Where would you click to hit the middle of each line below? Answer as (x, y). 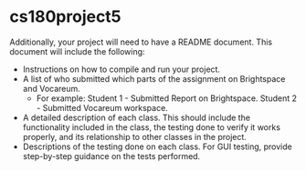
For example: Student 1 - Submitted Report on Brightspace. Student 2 (166, 98)
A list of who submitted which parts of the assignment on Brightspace (154, 78)
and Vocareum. (51, 88)
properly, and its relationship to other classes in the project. (134, 136)
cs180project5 (65, 17)
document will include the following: (77, 51)
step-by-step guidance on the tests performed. (111, 156)
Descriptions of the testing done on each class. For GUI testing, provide (157, 146)
